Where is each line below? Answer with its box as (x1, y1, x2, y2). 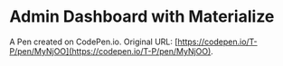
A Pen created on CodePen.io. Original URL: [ (9, 36, 178, 47)
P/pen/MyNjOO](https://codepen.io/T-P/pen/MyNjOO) (9, 45, 212, 56)
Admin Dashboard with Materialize (9, 6, 275, 27)
